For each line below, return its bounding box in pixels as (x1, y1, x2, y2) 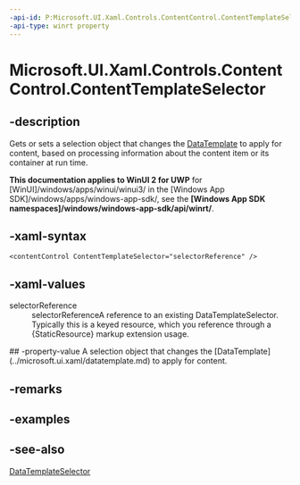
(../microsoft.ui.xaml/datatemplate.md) (9, 355, 151, 366)
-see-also (9, 442, 65, 457)
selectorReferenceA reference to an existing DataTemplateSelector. (31, 310, 279, 321)
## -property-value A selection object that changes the (9, 346, 212, 357)
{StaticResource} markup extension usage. (31, 329, 189, 339)
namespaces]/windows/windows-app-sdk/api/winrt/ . (9, 203, 214, 213)
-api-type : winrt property (9, 21, 110, 30)
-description (9, 114, 80, 130)
